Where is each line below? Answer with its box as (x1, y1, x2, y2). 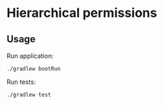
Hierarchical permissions (6, 5, 158, 21)
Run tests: (6, 78, 36, 86)
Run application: (6, 51, 54, 60)
